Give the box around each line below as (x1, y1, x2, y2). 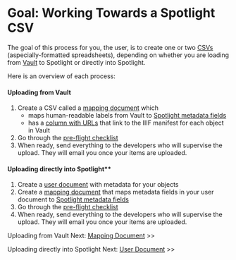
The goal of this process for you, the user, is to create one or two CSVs (7, 43, 213, 51)
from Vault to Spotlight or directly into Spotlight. (7, 58, 146, 66)
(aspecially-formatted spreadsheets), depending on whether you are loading (7, 51, 230, 59)
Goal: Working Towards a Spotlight (7, 5, 216, 21)
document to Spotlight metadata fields (17, 195, 129, 204)
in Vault (27, 126, 51, 135)
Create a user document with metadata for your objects (17, 180, 179, 189)
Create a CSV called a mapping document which (17, 104, 159, 112)
